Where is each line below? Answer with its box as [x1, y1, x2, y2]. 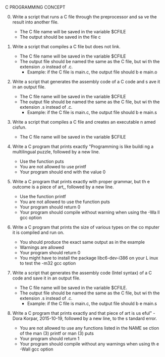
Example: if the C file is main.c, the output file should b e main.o [27, 69, 158, 75]
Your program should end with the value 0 [19, 169, 106, 175]
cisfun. [12, 124, 27, 130]
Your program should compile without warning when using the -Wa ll [19, 210, 160, 215]
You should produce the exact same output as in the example [19, 239, 145, 245]
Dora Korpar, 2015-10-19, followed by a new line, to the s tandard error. [12, 315, 157, 321]
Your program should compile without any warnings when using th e [19, 341, 160, 347]
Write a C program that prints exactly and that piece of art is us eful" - [12, 310, 155, 316]
